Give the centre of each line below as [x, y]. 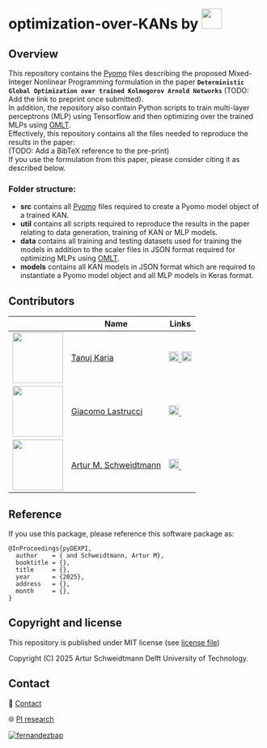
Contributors [42, 301]
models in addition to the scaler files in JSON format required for [128, 250]
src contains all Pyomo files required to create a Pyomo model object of [140, 207]
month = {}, [43, 591]
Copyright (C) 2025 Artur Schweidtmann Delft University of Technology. [129, 658]
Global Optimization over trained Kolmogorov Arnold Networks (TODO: [129, 90]
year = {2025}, [50, 577]
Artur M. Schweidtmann [117, 465]
